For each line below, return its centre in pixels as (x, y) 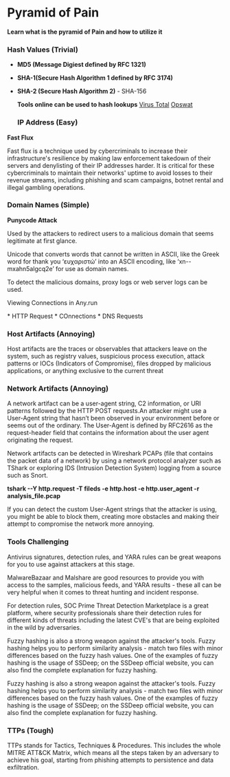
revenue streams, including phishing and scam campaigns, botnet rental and (115, 180)
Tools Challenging (38, 542)
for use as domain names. (92, 268)
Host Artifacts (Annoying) (51, 334)
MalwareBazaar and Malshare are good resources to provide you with (106, 577)
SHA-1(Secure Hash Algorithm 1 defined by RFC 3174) (95, 78)
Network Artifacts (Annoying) (58, 389)
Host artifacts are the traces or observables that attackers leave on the (107, 349)
